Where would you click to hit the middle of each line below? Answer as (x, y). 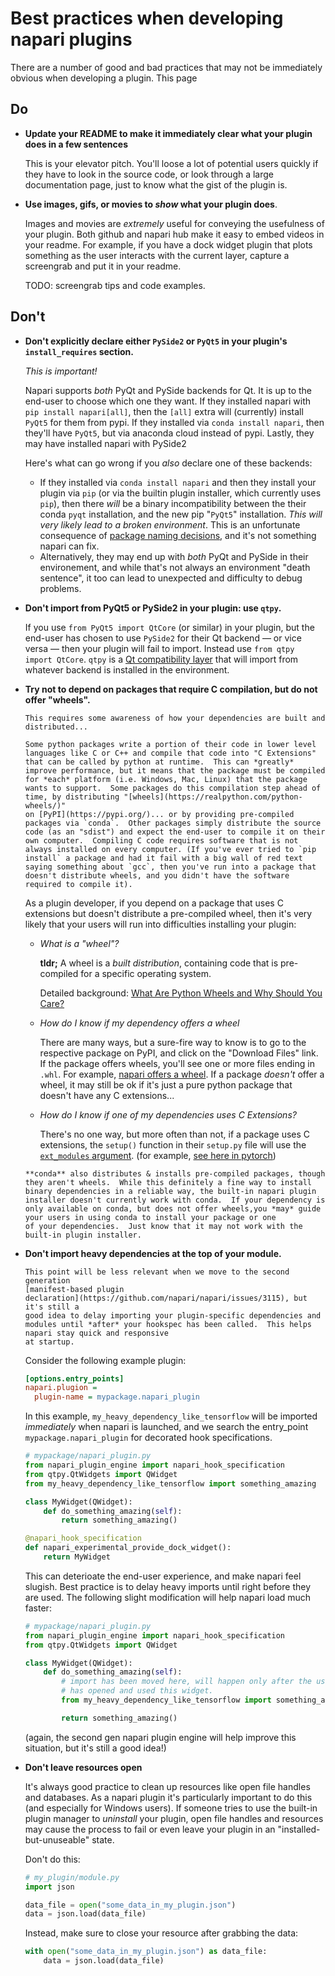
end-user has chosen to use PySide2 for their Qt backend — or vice (163, 638)
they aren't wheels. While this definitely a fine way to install (168, 1182)
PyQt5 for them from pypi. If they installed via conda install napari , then (174, 422)
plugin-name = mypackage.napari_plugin (117, 1397)
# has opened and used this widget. (137, 1691)
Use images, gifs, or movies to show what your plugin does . (151, 204)
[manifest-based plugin (74, 1289)
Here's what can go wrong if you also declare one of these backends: (168, 463)
